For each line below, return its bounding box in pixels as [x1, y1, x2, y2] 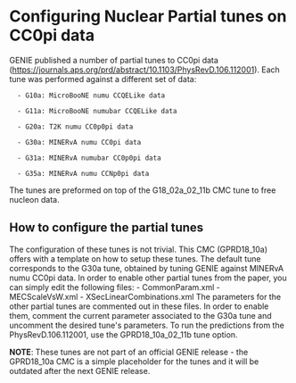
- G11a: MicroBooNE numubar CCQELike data [17, 106, 177, 115]
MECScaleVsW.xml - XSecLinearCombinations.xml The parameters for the [9, 291, 282, 302]
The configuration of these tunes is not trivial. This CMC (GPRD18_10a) [9, 244, 268, 254]
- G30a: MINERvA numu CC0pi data [17, 137, 142, 146]
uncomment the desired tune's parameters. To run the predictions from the [9, 320, 285, 330]
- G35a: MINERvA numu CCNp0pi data [17, 169, 150, 178]
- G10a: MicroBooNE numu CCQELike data [17, 91, 166, 100]
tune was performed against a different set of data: [9, 73, 197, 84]
